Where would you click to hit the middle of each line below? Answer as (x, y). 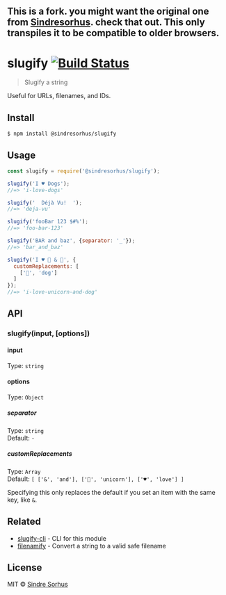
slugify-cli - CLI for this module (62, 538)
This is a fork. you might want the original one (108, 11)
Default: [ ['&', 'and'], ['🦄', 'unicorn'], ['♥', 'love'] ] (96, 479)
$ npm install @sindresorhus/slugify (62, 134)
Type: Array (24, 471)
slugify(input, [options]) (49, 333)
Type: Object (25, 397)
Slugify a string (46, 82)
